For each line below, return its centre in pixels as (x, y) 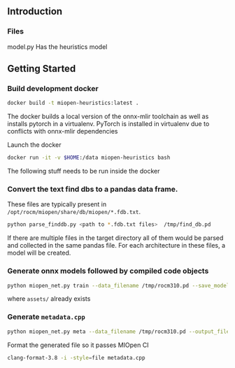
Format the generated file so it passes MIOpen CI (78, 345)
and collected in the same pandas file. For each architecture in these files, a (116, 246)
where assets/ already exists (49, 299)
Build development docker (53, 89)
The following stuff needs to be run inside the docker (84, 171)
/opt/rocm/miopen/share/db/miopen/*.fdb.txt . (74, 212)
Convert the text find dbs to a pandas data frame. (93, 190)
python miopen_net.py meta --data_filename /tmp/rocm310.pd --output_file (119, 332)
